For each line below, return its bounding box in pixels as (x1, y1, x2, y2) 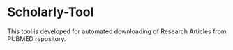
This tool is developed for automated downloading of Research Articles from (7, 27, 227, 35)
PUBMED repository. (7, 34, 66, 42)
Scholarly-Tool (7, 4, 94, 20)
